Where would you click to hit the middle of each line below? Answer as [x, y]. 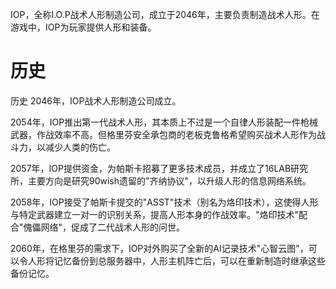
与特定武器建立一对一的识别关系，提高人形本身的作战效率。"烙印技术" [155, 214]
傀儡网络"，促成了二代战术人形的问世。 [104, 227]
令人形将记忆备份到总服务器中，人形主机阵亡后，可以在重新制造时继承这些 [172, 260]
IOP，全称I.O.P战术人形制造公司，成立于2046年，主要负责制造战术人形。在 [165, 14]
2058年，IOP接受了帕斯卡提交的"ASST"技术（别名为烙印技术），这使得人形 [164, 202]
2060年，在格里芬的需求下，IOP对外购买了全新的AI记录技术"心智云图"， [159, 248]
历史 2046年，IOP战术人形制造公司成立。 [96, 100]
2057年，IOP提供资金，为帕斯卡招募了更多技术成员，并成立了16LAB [151, 168]
